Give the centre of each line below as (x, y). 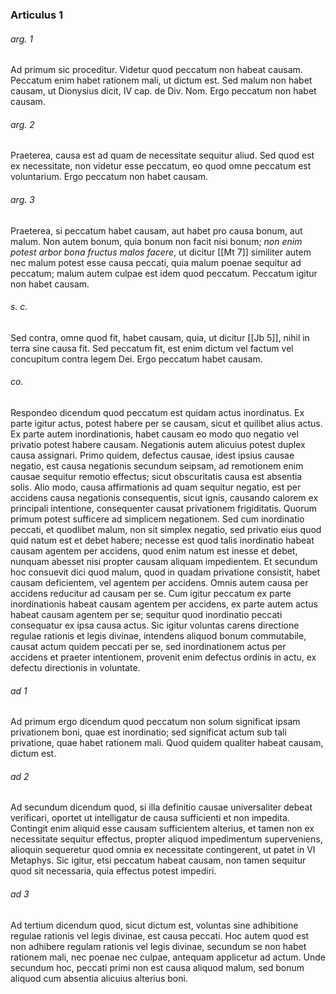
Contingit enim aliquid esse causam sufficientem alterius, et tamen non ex (162, 829)
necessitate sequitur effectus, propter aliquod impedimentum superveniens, (166, 839)
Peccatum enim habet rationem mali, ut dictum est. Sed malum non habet (161, 80)
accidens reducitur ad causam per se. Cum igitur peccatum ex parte (151, 593)
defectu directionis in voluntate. (75, 667)
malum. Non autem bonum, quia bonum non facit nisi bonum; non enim (156, 241)
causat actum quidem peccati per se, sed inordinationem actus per (148, 646)
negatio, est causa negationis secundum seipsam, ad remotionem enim (157, 465)
